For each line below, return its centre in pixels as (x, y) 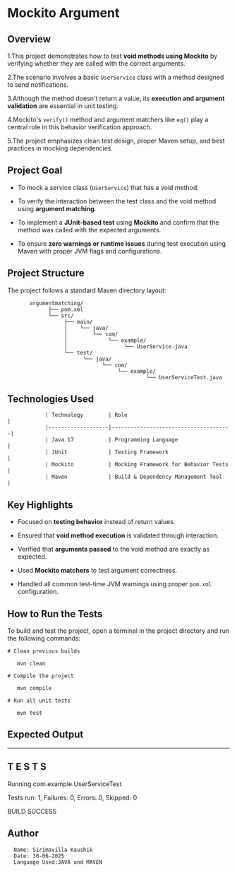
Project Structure (46, 273)
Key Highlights (40, 505)
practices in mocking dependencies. (60, 148)
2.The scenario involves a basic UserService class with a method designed (116, 77)
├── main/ (78, 322)
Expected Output (45, 735)
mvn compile (34, 689)
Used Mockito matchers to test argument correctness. (97, 571)
